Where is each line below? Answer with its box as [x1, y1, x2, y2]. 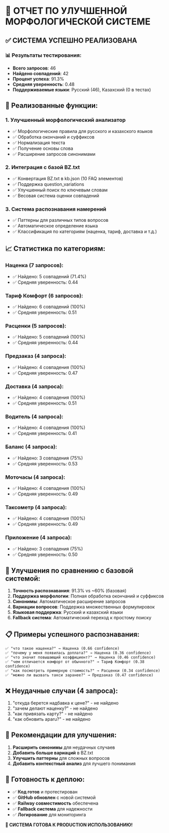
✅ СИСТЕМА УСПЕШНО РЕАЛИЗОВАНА [5, 36, 138, 45]
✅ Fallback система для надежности [12, 806, 93, 812]
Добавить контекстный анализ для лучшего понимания [12, 760, 136, 767]
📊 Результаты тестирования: [5, 51, 82, 58]
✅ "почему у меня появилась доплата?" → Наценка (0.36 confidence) [5, 650, 152, 656]
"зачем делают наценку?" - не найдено [12, 705, 98, 711]
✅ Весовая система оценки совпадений [12, 192, 100, 198]
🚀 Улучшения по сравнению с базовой [5, 566, 134, 575]
